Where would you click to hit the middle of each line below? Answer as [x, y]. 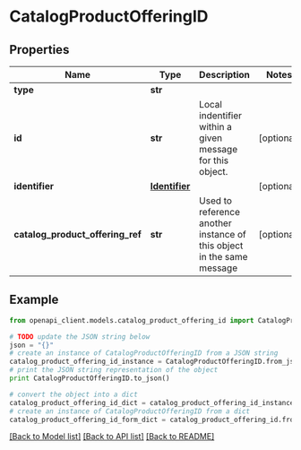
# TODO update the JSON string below [80, 337]
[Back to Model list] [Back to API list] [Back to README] [112, 437]
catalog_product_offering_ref [77, 234]
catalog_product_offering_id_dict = [77, 402]
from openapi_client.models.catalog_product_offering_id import [132, 320]
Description [224, 75]
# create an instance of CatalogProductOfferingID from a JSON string [144, 353]
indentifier [220, 116]
